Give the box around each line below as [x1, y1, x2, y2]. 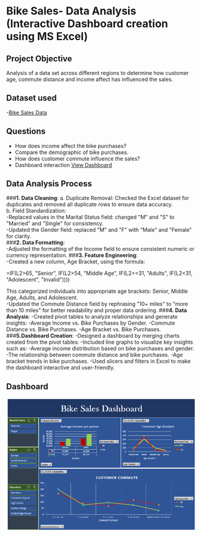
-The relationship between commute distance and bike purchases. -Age [6, 352, 184, 359]
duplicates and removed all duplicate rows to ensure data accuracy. [6, 201, 173, 208]
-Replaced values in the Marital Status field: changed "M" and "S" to [6, 214, 175, 221]
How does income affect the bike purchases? [14, 142, 127, 149]
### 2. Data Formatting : [6, 239, 65, 246]
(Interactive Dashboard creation [6, 17, 169, 31]
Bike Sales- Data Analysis [6, 4, 136, 18]
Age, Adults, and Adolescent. [6, 294, 78, 301]
